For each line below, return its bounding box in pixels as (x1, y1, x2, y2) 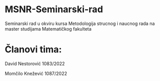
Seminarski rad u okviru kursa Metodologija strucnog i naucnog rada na (5, 20, 155, 26)
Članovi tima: (5, 44, 62, 56)
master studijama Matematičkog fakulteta (5, 25, 92, 32)
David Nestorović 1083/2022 (5, 60, 65, 67)
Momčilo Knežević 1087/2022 (5, 70, 67, 76)
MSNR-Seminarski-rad (5, 4, 103, 15)
